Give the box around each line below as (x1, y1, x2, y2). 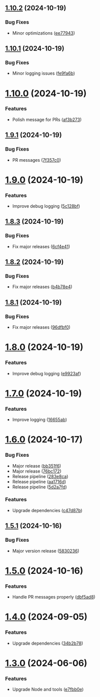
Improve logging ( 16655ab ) (12, 417, 67, 423)
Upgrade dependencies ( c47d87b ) (12, 507, 83, 513)
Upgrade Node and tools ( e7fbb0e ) (12, 686, 84, 692)
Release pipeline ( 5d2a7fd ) (12, 484, 67, 490)
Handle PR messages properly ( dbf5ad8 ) (12, 594, 96, 600)
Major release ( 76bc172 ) (12, 468, 62, 474)
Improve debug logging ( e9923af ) (12, 370, 81, 376)
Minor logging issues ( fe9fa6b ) (12, 70, 75, 76)
